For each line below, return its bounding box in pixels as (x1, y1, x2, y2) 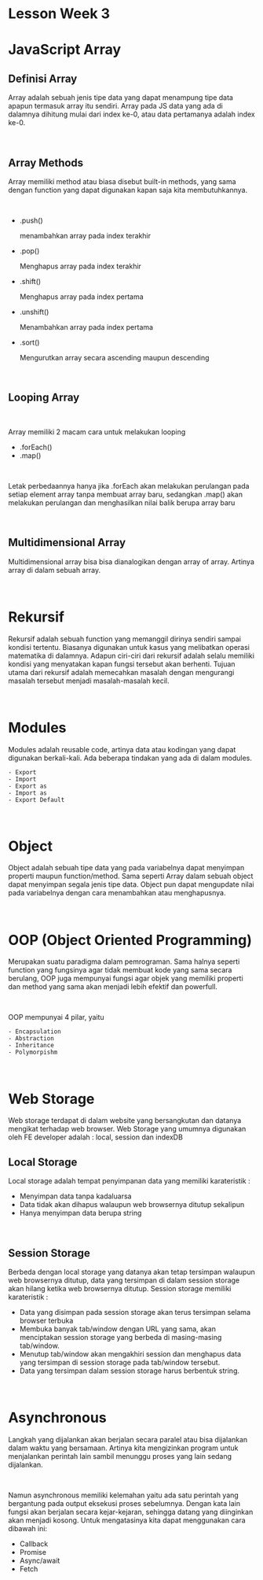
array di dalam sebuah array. (8, 565, 100, 574)
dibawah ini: (8, 1523, 48, 1533)
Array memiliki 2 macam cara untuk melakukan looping (8, 426, 186, 437)
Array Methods (8, 156, 84, 169)
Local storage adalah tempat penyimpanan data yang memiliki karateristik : (8, 1176, 250, 1186)
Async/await (19, 1556, 60, 1565)
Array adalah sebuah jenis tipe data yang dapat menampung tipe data (8, 93, 234, 102)
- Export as (8, 782, 47, 790)
